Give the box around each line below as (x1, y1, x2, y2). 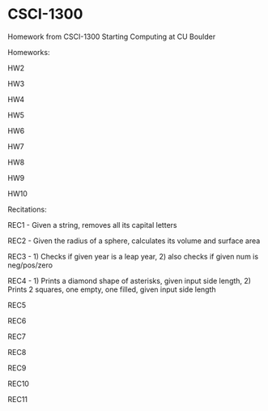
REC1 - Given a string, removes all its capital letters (7, 220, 177, 229)
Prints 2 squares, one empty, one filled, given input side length (7, 285, 216, 294)
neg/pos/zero (7, 260, 53, 270)
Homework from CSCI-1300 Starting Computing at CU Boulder (7, 32, 216, 41)
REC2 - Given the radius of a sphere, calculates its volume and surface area (7, 236, 261, 246)
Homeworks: (7, 47, 50, 57)
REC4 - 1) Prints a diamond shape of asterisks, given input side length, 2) (7, 276, 252, 285)
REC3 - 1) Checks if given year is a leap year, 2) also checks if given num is (7, 251, 259, 261)
